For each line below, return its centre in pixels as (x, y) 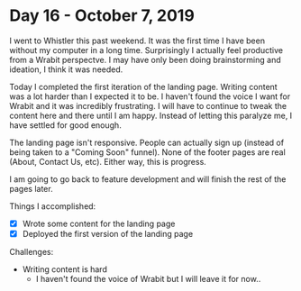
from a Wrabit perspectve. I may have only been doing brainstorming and (145, 59)
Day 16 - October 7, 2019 (102, 16)
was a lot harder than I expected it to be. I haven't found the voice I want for (150, 96)
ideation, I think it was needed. (66, 69)
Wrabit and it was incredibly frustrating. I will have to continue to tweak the (148, 105)
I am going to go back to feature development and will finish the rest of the (148, 179)
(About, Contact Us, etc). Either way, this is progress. (108, 161)
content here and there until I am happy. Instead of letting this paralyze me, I (151, 115)
